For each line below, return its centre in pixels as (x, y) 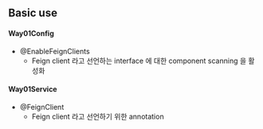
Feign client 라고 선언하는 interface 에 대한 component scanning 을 (139, 61)
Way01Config (31, 33)
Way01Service (33, 89)
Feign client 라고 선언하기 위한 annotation (98, 116)
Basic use (33, 13)
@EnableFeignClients (55, 51)
